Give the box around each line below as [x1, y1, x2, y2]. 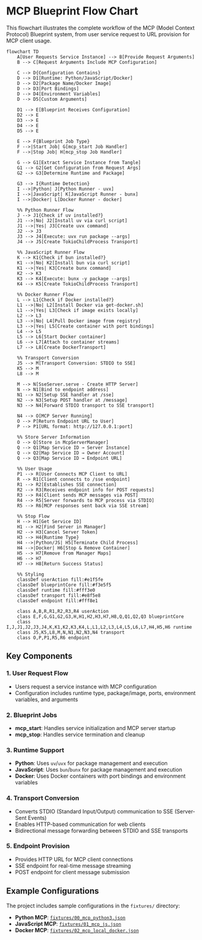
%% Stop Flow [17, 513, 50, 519]
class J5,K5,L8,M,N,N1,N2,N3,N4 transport [17, 629, 125, 635]
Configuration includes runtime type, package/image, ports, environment [14, 689, 196, 696]
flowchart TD [6, 48, 39, 55]
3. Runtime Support [6, 746, 64, 754]
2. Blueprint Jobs [6, 711, 57, 719]
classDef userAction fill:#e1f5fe [17, 576, 103, 583]
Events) [28, 814, 47, 821]
